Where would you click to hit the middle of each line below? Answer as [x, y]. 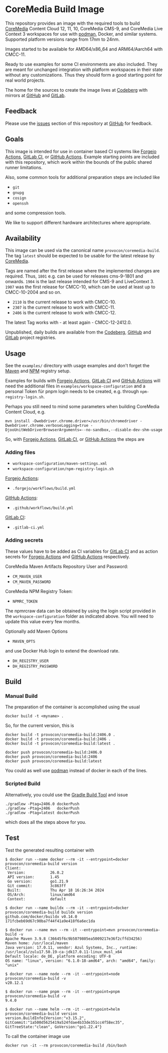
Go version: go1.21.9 [38, 881]
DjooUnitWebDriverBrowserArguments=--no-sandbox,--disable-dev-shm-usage [84, 430]
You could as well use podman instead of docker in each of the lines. [76, 771]
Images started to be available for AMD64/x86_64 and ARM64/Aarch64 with [84, 49]
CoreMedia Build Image [55, 9]
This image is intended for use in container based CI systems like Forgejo [81, 151]
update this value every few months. [43, 621]
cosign [19, 198]
